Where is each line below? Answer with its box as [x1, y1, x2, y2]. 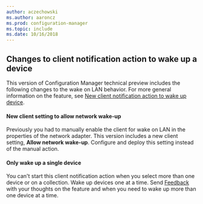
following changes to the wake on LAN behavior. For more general [6, 85, 171, 93]
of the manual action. [6, 145, 59, 153]
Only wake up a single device [6, 159, 82, 166]
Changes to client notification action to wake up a [6, 54, 198, 64]
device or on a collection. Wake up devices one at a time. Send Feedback [6, 179, 190, 186]
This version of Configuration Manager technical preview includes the [6, 79, 181, 87]
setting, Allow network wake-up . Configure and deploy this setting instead [6, 139, 194, 146]
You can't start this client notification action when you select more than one [6, 173, 195, 180]
